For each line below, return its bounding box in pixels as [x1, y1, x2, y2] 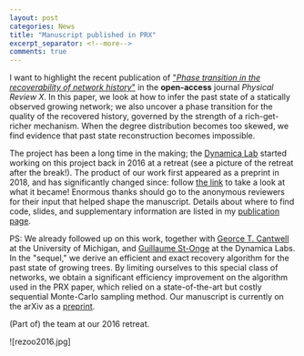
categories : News [9, 22, 76, 31]
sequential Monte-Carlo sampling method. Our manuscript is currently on [9, 291, 285, 302]
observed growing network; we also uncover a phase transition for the [9, 101, 273, 112]
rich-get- [245, 111, 279, 122]
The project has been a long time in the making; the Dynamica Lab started [9, 147, 288, 159]
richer [9, 120, 32, 132]
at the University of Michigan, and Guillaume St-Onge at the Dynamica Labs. [9, 243, 296, 254]
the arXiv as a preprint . [9, 301, 96, 312]
